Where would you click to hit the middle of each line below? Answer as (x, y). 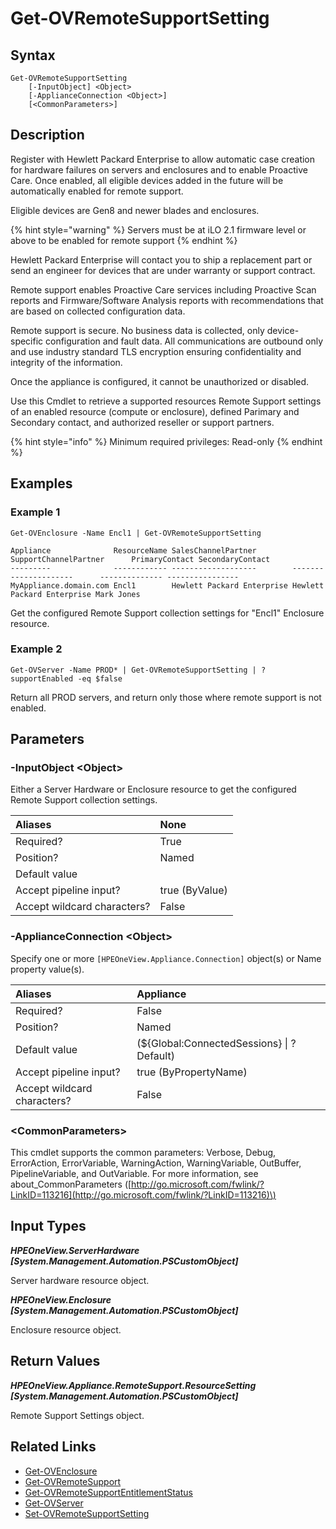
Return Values (55, 1361)
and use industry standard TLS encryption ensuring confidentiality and (156, 351)
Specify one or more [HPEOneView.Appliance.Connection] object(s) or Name (166, 958)
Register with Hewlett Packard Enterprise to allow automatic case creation (163, 159)
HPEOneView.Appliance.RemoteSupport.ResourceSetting (133, 1385)
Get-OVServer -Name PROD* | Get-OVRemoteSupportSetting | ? (138, 670)
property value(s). (47, 969)
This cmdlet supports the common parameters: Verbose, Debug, (143, 1153)
